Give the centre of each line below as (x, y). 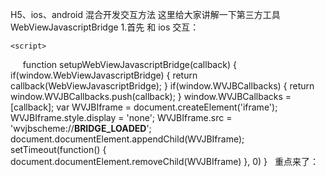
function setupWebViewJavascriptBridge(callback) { (129, 64)
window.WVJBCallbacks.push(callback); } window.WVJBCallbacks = (151, 96)
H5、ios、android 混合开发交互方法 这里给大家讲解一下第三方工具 (145, 14)
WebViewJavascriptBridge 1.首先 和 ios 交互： (105, 27)
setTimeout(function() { (58, 149)
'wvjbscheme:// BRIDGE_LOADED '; (81, 128)
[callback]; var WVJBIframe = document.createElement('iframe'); (144, 107)
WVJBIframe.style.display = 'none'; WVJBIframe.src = (121, 117)
